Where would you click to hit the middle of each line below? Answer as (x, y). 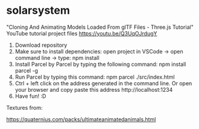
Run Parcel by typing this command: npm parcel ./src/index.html (95, 77)
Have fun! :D (30, 96)
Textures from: (25, 107)
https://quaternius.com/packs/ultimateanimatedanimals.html (81, 119)
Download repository (41, 45)
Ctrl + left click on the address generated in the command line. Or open (103, 83)
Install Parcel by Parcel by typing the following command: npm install (100, 64)
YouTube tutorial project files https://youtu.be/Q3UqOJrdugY (82, 33)
